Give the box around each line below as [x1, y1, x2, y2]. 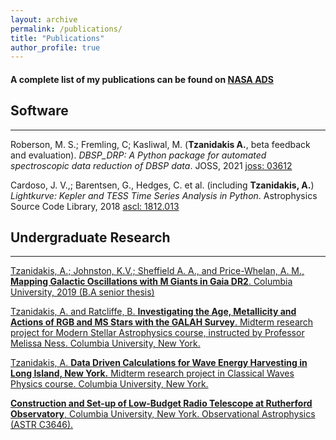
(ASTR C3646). [10, 419, 74, 431]
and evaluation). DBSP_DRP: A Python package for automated [10, 149, 267, 161]
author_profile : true [10, 42, 101, 53]
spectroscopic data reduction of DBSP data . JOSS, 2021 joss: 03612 [10, 159, 293, 171]
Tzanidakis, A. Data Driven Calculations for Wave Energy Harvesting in [10, 357, 308, 369]
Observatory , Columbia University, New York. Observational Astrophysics [10, 408, 316, 420]
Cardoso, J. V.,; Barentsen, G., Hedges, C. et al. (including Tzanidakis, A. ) [10, 179, 315, 191]
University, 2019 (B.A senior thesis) [10, 286, 155, 298]
